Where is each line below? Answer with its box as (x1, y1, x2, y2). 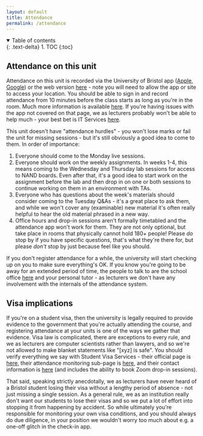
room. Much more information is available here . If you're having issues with (6, 103, 194, 110)
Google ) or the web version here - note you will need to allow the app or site (6, 83, 197, 91)
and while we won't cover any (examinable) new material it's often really (15, 204, 196, 212)
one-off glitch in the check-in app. (6, 423, 92, 430)
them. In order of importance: (6, 140, 80, 148)
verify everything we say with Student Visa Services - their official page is (6, 353, 191, 360)
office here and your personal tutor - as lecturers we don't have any (6, 274, 176, 282)
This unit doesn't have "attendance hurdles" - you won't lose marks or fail (6, 128, 191, 135)
